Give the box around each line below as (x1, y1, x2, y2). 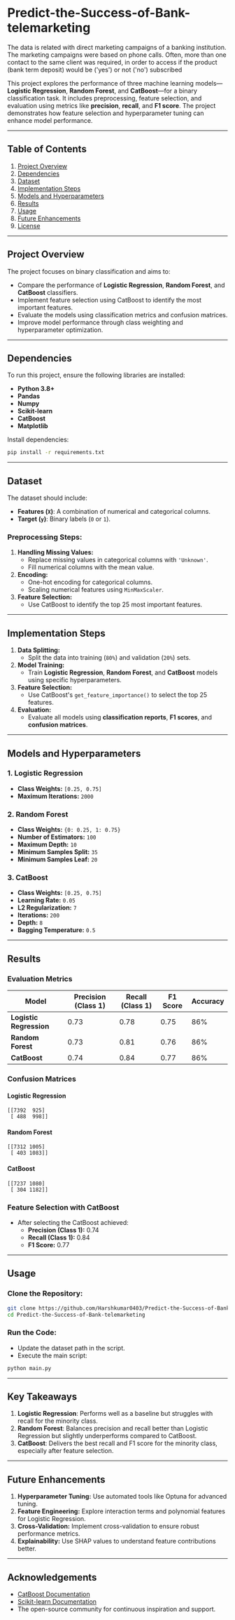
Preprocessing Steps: (7, 532, 83, 542)
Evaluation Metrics (7, 974, 73, 983)
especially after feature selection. (17, 1447, 114, 1455)
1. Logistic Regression (7, 769, 83, 778)
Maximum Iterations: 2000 (17, 792, 94, 800)
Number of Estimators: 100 (17, 833, 97, 842)
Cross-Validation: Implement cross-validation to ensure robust (17, 1522, 199, 1531)
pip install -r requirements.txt (7, 449, 105, 456)
